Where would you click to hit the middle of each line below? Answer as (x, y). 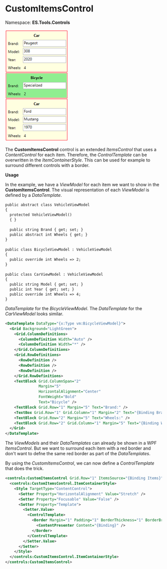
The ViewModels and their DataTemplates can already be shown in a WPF (81, 443)
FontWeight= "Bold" (58, 397)
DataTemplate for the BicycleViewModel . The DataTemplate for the (74, 308)
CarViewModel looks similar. (34, 314)
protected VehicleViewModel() (41, 215)
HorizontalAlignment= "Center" (70, 392)
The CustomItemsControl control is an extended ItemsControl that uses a (81, 149)
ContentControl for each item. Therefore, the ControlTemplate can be (76, 155)
